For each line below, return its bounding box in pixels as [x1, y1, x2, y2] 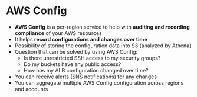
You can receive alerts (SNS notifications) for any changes [14, 73, 157, 80]
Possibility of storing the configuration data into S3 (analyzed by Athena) [14, 42, 192, 49]
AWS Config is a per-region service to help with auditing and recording [14, 23, 190, 30]
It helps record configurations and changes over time [14, 36, 147, 43]
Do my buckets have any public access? [23, 60, 122, 68]
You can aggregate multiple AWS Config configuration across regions [14, 79, 184, 86]
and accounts [14, 85, 48, 92]
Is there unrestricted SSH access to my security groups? [23, 54, 161, 61]
